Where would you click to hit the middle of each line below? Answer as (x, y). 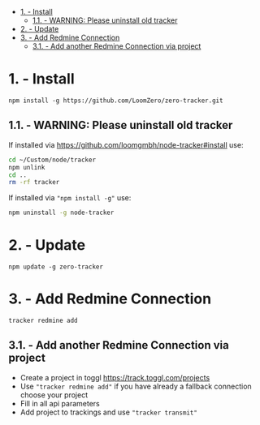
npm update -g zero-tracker (56, 267)
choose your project (54, 395)
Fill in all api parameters (60, 403)
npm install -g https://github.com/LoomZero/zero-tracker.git (116, 101)
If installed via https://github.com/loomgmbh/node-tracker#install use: (126, 144)
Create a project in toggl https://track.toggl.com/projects (115, 377)
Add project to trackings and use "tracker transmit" (108, 412)
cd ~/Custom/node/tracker (52, 160)
